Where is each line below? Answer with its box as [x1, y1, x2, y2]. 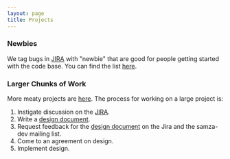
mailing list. [30, 130, 62, 138]
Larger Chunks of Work [7, 79, 87, 88]
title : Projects [7, 16, 54, 23]
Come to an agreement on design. [16, 137, 114, 145]
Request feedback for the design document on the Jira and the [16, 123, 196, 131]
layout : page [7, 10, 45, 17]
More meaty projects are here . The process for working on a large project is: [7, 95, 224, 103]
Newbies [7, 39, 38, 49]
